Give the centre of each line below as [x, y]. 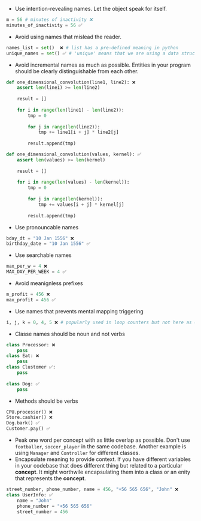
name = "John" [34, 501]
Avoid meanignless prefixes [49, 283]
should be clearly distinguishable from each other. [77, 71]
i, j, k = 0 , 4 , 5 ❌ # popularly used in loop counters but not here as [99, 322]
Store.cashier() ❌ [29, 417]
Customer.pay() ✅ [28, 429]
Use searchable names [43, 255]
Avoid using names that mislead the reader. [68, 37]
